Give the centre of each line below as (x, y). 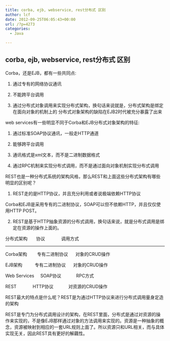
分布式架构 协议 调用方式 (42, 238)
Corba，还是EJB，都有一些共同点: (41, 73)
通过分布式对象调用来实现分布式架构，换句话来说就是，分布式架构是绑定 (88, 105)
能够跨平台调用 (28, 144)
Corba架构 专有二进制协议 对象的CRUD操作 (58, 254)
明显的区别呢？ (21, 183)
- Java (17, 33)
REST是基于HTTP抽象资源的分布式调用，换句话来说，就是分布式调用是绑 (88, 221)
